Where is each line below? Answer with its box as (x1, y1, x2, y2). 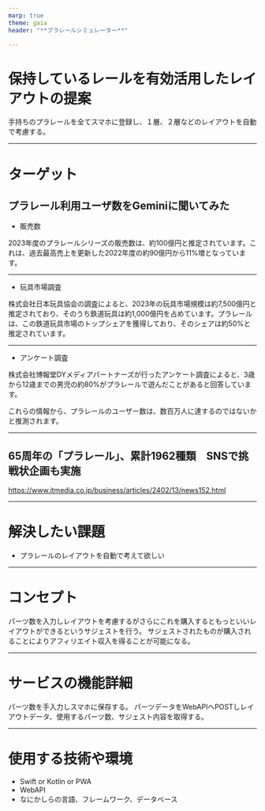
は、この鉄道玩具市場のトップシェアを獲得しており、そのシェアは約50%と (8, 319, 251, 328)
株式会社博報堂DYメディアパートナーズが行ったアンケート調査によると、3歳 (8, 369, 256, 380)
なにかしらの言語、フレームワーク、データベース (19, 794, 178, 804)
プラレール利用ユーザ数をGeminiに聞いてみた (8, 199, 230, 212)
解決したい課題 (8, 523, 106, 541)
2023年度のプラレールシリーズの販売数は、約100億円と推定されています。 (8, 238, 250, 248)
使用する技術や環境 (8, 750, 133, 768)
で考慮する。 (8, 127, 50, 137)
